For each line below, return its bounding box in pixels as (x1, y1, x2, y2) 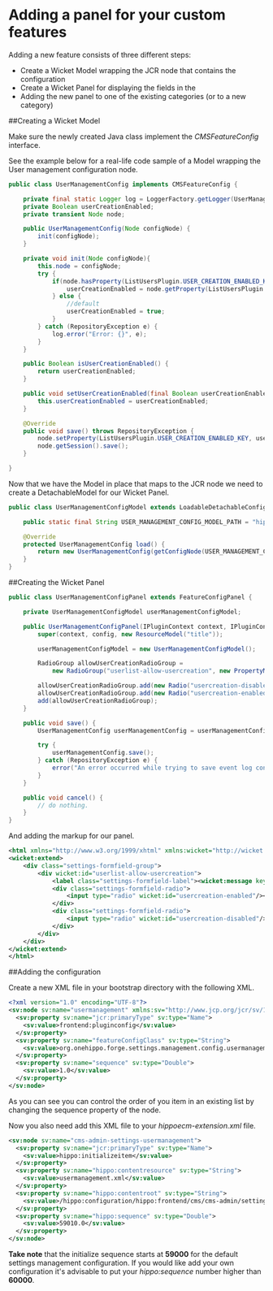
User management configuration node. (8, 164, 138, 174)
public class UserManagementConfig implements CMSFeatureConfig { (8, 180, 238, 188)
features (8, 23, 67, 41)
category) (19, 100, 54, 110)
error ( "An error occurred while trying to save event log (51, 764, 253, 773)
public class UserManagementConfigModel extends (8, 503, 176, 511)
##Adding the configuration (8, 967, 102, 977)
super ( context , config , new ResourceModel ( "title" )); (37, 630, 223, 639)
